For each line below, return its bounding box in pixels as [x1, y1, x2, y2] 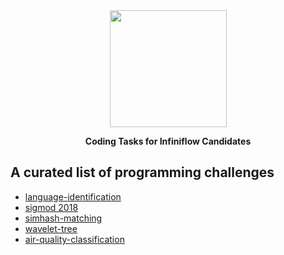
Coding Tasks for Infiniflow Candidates [84, 135, 252, 147]
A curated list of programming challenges [10, 164, 275, 181]
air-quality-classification [24, 233, 125, 245]
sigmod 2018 [24, 201, 79, 213]
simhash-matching [24, 212, 103, 224]
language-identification [24, 190, 122, 203]
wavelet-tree [24, 222, 78, 234]
